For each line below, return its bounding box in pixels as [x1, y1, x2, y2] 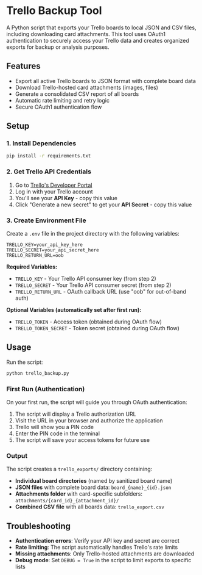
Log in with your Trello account [15, 187, 93, 195]
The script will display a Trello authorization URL [15, 410, 136, 418]
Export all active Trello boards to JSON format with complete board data [15, 77, 197, 84]
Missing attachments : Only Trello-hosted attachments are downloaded [15, 550, 195, 557]
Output [6, 451, 28, 460]
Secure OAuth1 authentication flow [15, 103, 102, 110]
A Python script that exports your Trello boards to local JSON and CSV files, [6, 24, 197, 31]
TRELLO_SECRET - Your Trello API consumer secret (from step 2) [15, 281, 172, 289]
